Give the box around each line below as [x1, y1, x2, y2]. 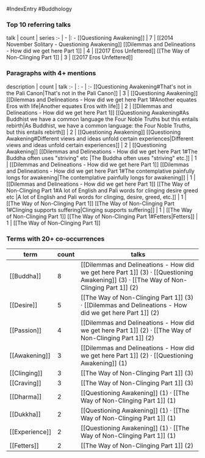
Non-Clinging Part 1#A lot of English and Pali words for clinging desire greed [6, 186, 198, 194]
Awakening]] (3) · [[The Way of [80, 275, 170, 284]
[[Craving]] [9, 379, 41, 387]
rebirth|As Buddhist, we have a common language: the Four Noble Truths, [6, 122, 192, 129]
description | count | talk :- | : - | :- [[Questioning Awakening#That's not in [6, 82, 192, 90]
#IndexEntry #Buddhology [6, 5, 72, 12]
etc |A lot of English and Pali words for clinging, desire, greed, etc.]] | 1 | [6, 193, 187, 200]
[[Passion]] [9, 326, 42, 335]
